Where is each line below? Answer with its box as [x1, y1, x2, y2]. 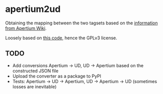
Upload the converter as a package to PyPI [12, 73, 101, 79]
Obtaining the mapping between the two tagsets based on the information [5, 20, 158, 26]
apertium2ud [5, 3, 61, 15]
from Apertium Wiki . [5, 25, 47, 31]
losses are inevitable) [12, 84, 57, 90]
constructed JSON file [12, 68, 59, 74]
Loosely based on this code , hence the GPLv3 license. [5, 35, 117, 41]
